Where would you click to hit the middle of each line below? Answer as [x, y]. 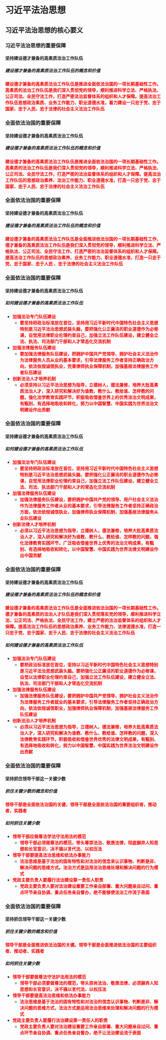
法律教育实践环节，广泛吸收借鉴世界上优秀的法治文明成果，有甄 [89, 543]
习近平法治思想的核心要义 [44, 30]
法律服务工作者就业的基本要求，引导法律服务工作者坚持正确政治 [89, 702]
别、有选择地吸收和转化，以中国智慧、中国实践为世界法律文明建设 [87, 549]
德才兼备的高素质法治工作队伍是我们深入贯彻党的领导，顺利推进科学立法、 [81, 245]
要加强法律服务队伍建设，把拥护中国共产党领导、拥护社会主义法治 [87, 354]
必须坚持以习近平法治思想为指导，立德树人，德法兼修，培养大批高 [87, 385]
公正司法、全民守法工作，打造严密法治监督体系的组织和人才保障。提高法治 [81, 96]
